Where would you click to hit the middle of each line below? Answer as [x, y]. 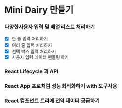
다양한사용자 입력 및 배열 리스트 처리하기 [50, 27]
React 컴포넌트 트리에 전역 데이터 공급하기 [52, 101]
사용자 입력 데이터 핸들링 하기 [40, 57]
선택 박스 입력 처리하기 [34, 51]
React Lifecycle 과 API [31, 71]
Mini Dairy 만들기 [39, 10]
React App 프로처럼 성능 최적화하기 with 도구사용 [61, 86]
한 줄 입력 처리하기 [30, 39]
